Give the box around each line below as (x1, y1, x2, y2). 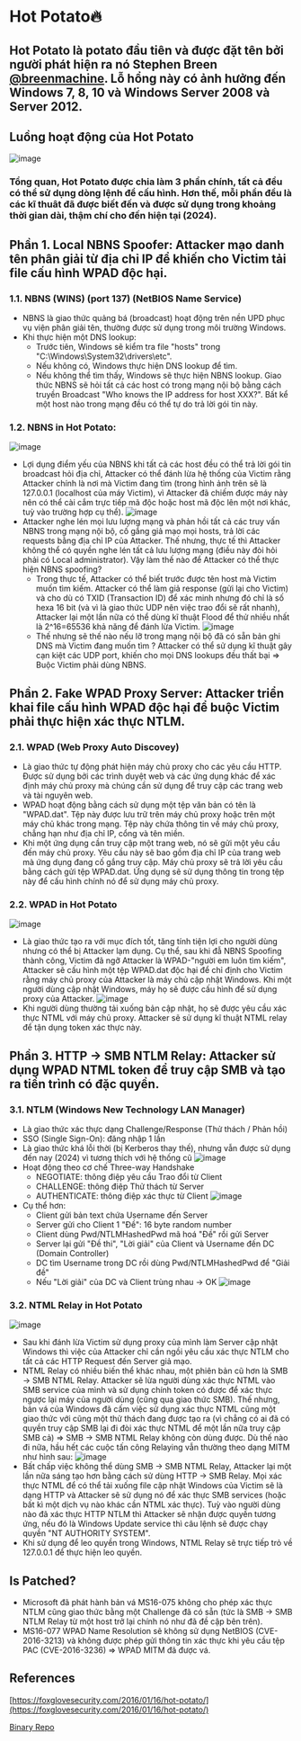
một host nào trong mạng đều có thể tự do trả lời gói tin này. (35, 398, 259, 409)
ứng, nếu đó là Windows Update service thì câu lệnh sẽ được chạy (22, 1518, 269, 1530)
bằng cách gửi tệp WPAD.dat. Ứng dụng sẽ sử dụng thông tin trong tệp (22, 866, 285, 877)
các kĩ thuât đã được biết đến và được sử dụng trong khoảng (9, 198, 277, 210)
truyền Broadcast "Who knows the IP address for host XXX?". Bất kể (35, 389, 289, 399)
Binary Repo (9, 1721, 55, 1732)
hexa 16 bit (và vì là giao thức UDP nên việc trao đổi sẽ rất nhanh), (35, 603, 280, 613)
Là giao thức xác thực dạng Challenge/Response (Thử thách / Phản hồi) (22, 1123, 288, 1134)
